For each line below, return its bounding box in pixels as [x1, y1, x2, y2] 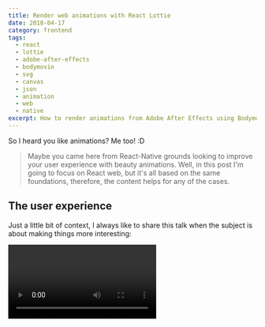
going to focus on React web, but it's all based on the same [27, 167, 221, 178]
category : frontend [8, 26, 73, 34]
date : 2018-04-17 [8, 19, 65, 27]
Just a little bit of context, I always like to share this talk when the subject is [8, 220, 253, 230]
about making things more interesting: [8, 228, 132, 238]
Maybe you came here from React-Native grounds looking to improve [27, 151, 253, 160]
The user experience [8, 199, 113, 213]
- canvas [15, 77, 44, 85]
